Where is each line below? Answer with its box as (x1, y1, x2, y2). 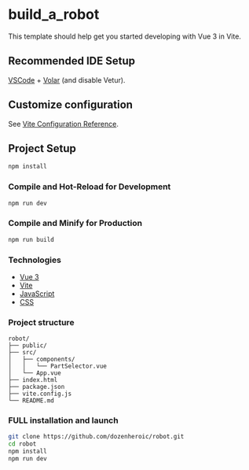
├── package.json (8, 383, 65, 391)
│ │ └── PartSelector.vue (8, 362, 108, 371)
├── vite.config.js (8, 390, 72, 398)
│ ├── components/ (8, 356, 76, 364)
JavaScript (19, 289, 55, 298)
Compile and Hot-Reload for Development (8, 181, 171, 192)
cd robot (8, 440, 37, 448)
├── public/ (8, 342, 47, 350)
